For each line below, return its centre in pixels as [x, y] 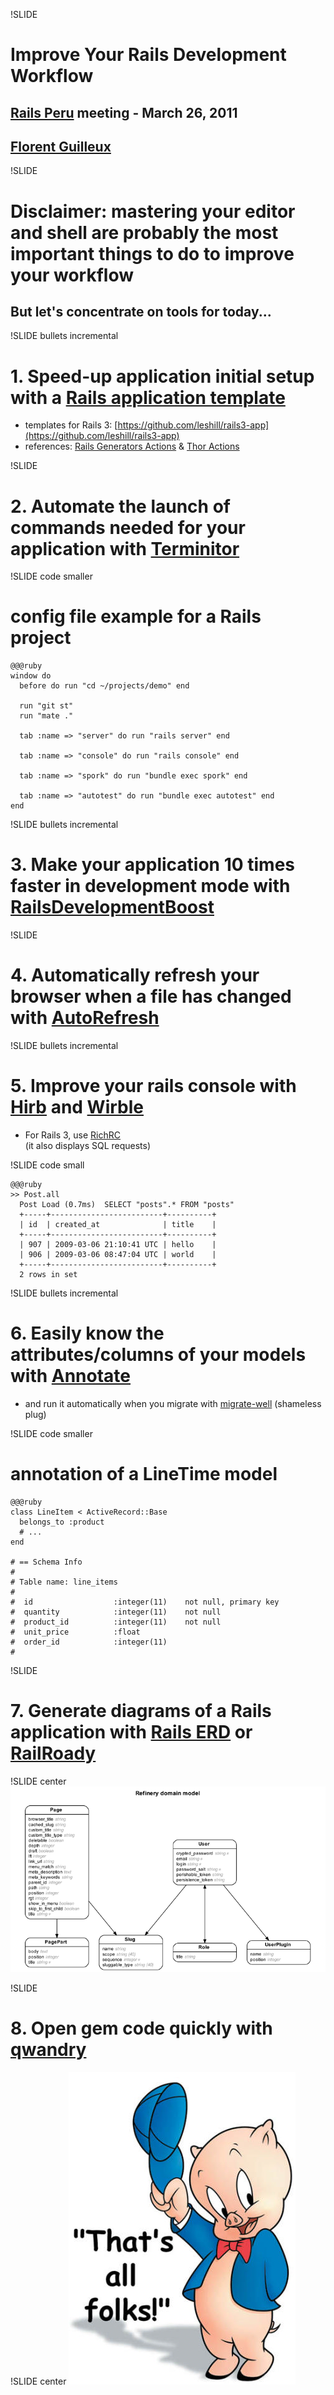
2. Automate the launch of [120, 506]
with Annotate [71, 1376]
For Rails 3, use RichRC [73, 1135]
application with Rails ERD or [131, 1732]
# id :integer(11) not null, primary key [145, 1602]
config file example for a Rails [136, 616]
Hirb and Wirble [77, 1107]
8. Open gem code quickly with [141, 2028]
